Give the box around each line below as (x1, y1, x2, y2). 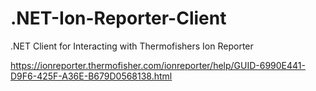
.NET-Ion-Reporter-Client (10, 7, 227, 30)
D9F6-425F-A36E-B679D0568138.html (10, 70, 173, 82)
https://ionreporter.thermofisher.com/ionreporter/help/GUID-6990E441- (10, 59, 306, 71)
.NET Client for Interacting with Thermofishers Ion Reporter (10, 40, 254, 52)
